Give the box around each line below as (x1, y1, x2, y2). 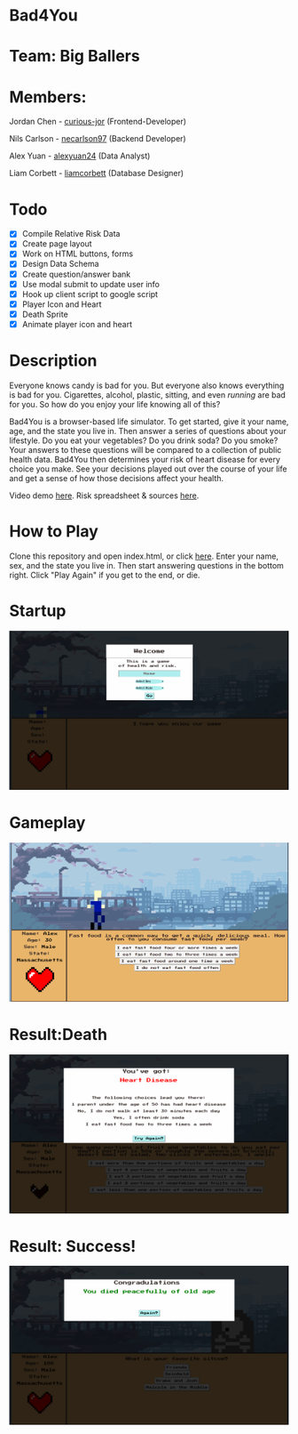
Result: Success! (9, 1236, 137, 1256)
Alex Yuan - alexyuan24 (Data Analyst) (9, 150, 151, 161)
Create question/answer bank (21, 269, 131, 279)
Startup (9, 600, 67, 621)
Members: (9, 86, 87, 107)
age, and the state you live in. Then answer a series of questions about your (9, 425, 286, 436)
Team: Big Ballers (9, 46, 140, 67)
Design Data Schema (21, 259, 99, 270)
